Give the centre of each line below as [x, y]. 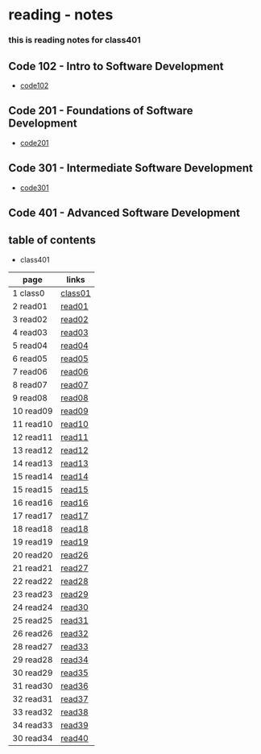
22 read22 [33, 581]
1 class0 [29, 293]
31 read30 [33, 686]
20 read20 [33, 555]
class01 [75, 293]
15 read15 [33, 489]
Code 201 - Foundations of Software [101, 111]
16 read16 [33, 503]
